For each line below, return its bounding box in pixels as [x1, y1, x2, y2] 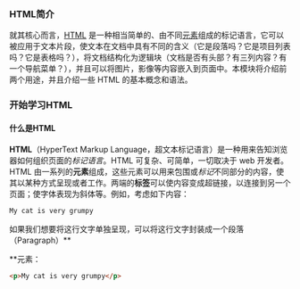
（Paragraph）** [9, 235, 71, 246]
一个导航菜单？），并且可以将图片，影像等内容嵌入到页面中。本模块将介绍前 [9, 63, 287, 74]
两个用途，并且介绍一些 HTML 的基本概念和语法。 [9, 74, 193, 86]
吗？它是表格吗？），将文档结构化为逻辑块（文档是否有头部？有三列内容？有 [9, 52, 287, 63]
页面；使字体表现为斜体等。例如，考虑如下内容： [9, 189, 189, 200]
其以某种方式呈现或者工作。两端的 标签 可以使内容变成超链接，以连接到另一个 [9, 178, 291, 188]
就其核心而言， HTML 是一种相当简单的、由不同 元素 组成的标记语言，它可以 [9, 29, 284, 41]
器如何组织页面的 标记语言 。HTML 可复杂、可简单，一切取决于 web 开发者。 [9, 155, 288, 166]
